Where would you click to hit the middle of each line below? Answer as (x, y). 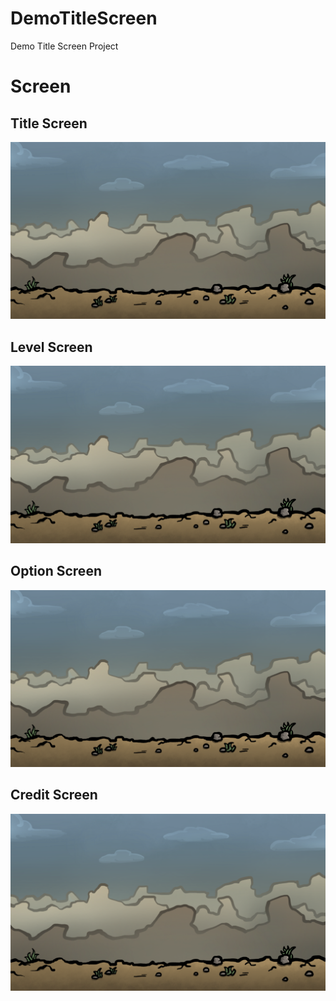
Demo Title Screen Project (64, 46)
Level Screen (51, 347)
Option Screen (56, 571)
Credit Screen (54, 795)
